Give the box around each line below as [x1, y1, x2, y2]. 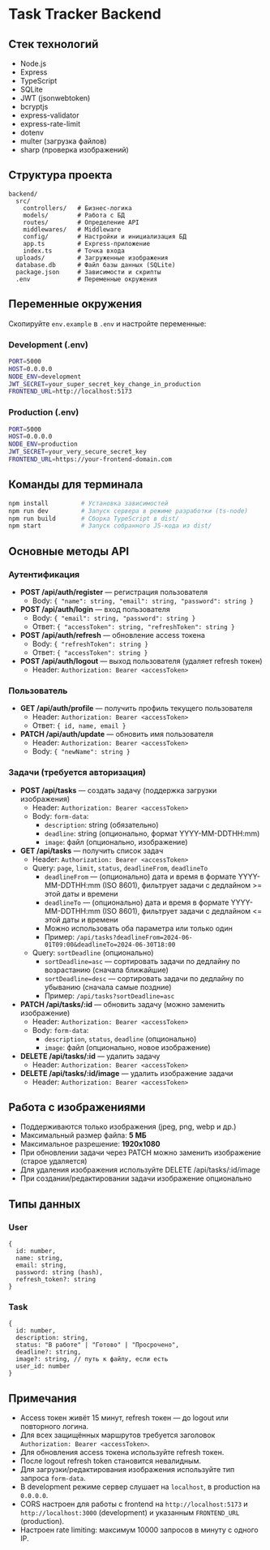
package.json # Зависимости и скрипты [15, 268, 161, 276]
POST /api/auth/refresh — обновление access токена [19, 630, 205, 639]
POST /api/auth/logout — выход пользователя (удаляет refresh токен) [19, 656, 263, 665]
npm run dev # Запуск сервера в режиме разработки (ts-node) [8, 506, 249, 515]
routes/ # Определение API [23, 218, 139, 226]
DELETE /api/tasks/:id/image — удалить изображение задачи [19, 1068, 234, 1078]
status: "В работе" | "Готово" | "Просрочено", [15, 1341, 180, 1350]
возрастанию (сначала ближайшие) [44, 965, 169, 975]
